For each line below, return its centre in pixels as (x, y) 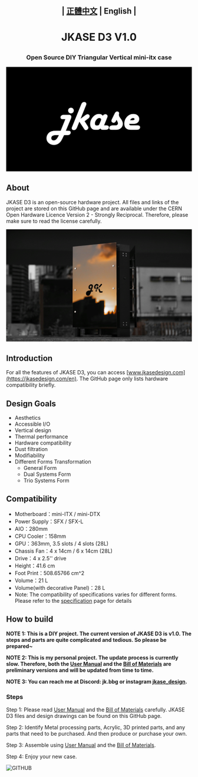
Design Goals (31, 404)
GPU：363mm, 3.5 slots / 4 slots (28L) (62, 543)
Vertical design (33, 430)
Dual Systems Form (47, 474)
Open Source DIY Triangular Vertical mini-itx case (99, 57)
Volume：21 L (31, 580)
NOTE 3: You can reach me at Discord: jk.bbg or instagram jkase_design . (97, 681)
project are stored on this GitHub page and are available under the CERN (94, 208)
